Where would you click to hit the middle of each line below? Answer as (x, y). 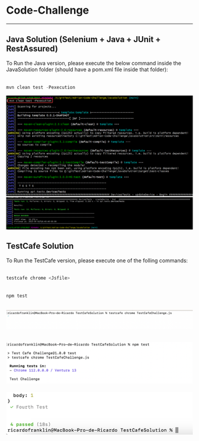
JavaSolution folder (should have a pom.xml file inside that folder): (87, 69)
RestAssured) (32, 49)
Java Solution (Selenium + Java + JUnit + (84, 39)
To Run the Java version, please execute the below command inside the (94, 63)
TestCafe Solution (40, 246)
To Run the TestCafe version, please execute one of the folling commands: (97, 260)
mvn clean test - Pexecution (41, 87)
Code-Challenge (48, 10)
